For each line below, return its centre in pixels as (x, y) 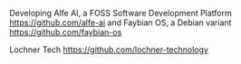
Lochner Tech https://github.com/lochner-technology (109, 50)
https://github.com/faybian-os (66, 32)
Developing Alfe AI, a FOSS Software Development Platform (121, 13)
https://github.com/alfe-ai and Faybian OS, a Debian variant (120, 23)
